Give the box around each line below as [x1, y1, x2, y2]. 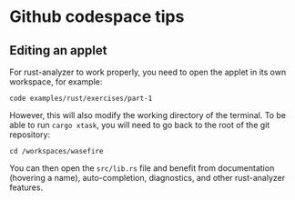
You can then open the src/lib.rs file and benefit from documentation [9, 163, 275, 174]
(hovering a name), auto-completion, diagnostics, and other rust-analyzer [9, 173, 285, 183]
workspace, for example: [9, 76, 103, 87]
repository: [9, 129, 51, 140]
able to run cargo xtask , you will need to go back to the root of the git [9, 120, 270, 130]
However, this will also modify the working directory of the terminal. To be [9, 110, 287, 120]
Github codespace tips [9, 6, 185, 27]
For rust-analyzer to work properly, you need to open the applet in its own [9, 66, 287, 77]
